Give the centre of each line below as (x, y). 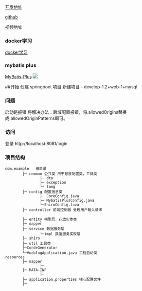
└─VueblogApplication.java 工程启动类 (60, 253)
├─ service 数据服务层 (44, 229)
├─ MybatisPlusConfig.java (67, 201)
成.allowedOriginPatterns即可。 (36, 118)
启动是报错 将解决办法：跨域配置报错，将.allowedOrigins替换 (66, 112)
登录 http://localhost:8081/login (36, 144)
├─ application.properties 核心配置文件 (62, 280)
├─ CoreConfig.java (59, 196)
